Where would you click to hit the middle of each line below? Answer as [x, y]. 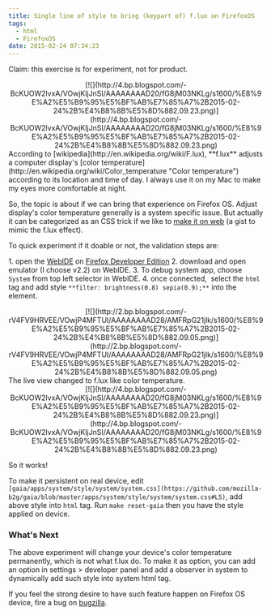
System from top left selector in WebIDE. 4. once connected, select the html [134, 279]
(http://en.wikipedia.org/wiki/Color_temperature [88, 171]
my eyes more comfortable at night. [68, 188]
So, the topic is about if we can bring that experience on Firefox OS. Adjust [133, 204]
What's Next [34, 535]
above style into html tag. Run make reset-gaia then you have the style [126, 505]
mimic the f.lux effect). [46, 230]
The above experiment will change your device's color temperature [120, 553]
